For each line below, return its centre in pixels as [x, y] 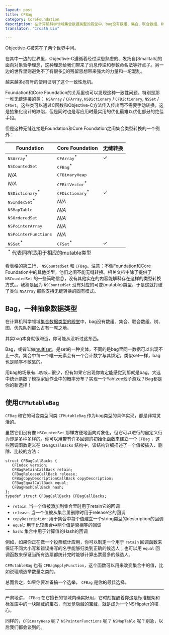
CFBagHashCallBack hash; [38, 488]
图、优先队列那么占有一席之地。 [38, 328]
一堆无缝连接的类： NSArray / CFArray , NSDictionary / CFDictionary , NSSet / [82, 99]
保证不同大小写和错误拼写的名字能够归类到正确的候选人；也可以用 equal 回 [82, 548]
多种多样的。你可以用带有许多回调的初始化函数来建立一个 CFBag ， [87, 439]
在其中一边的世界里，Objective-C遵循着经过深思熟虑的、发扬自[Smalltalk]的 [84, 59]
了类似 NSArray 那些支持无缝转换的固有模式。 [52, 291]
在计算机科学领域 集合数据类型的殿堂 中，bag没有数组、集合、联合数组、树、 [84, 322]
